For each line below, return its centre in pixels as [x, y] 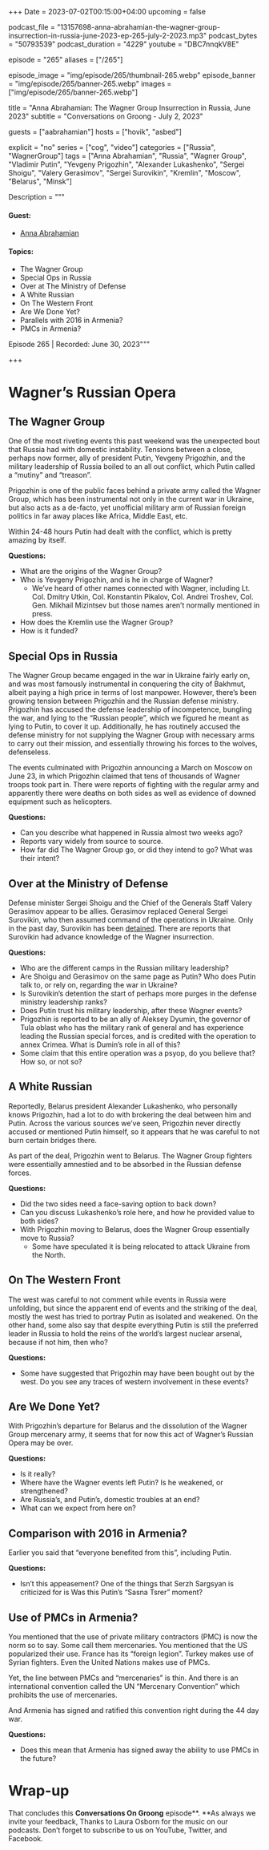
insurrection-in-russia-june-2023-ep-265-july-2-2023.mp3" [108, 36]
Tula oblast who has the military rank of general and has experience [132, 1028]
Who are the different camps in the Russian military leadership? [124, 968]
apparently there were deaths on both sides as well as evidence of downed [132, 794]
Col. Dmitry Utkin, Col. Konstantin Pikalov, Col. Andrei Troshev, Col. [143, 597]
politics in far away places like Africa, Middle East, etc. [98, 516]
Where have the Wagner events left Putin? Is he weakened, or [121, 1483]
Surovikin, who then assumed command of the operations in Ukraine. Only [131, 920]
